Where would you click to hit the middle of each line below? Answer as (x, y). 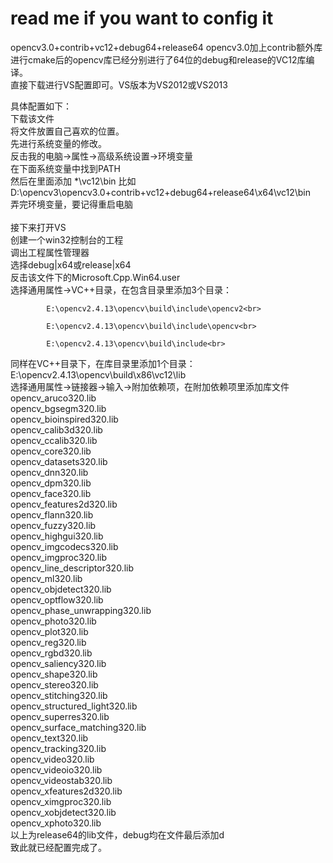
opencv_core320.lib (51, 451)
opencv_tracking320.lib (58, 748)
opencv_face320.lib (51, 493)
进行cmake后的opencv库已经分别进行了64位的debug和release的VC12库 (158, 59)
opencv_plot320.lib (49, 631)
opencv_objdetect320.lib (61, 589)
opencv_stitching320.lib (59, 695)
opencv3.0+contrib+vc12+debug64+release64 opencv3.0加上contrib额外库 (166, 47)
